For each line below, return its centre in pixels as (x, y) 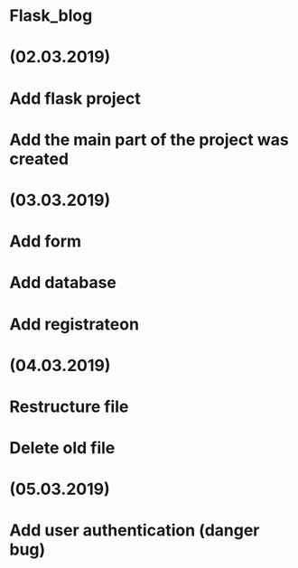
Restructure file (69, 406)
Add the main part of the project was (149, 140)
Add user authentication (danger (135, 531)
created (39, 158)
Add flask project (75, 98)
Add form (46, 242)
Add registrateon (74, 324)
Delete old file (62, 448)
